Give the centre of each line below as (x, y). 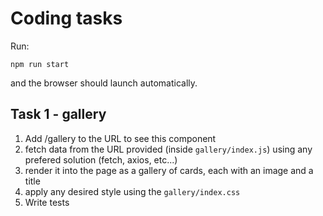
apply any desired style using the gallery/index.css (132, 191)
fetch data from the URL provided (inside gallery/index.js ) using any (168, 149)
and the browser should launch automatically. (104, 83)
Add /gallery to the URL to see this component (120, 138)
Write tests (47, 202)
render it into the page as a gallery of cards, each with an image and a (169, 170)
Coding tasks (66, 18)
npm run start (40, 64)
